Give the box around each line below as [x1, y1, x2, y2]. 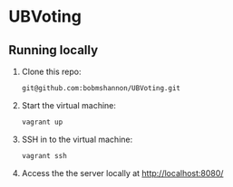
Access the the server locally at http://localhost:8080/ [21, 167, 224, 178]
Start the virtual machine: [21, 99, 117, 110]
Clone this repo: [21, 66, 82, 77]
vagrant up [21, 117, 63, 126]
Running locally [8, 42, 99, 58]
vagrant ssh [21, 151, 67, 160]
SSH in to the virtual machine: [21, 134, 133, 145]
